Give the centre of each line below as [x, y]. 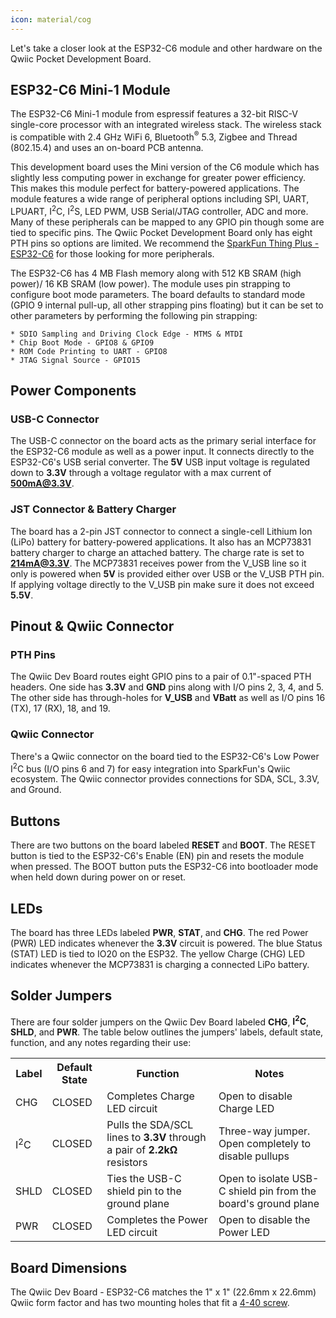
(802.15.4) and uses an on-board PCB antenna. [107, 148]
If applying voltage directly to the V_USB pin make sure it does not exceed [162, 584]
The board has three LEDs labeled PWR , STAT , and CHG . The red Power [159, 932]
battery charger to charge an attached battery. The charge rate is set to [157, 552]
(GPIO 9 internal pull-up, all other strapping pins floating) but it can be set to [167, 305]
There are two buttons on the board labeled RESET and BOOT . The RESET [163, 845]
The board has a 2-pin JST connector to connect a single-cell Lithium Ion [161, 531]
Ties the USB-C [144, 1179]
